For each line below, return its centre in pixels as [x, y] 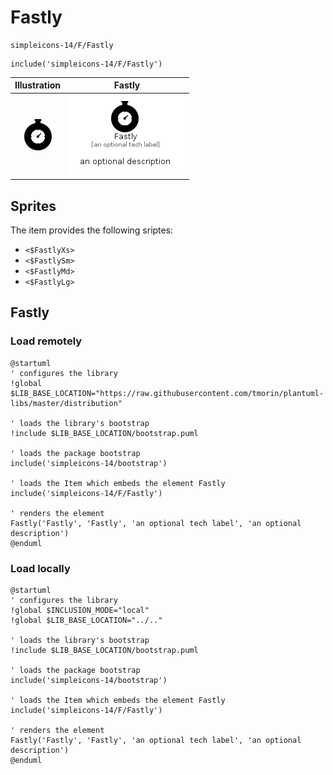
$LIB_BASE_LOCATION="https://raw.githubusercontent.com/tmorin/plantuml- [167, 393]
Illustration [38, 85]
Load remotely [46, 341]
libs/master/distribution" [66, 403]
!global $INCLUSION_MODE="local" [80, 610]
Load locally [40, 568]
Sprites [33, 206]
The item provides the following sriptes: [92, 230]
